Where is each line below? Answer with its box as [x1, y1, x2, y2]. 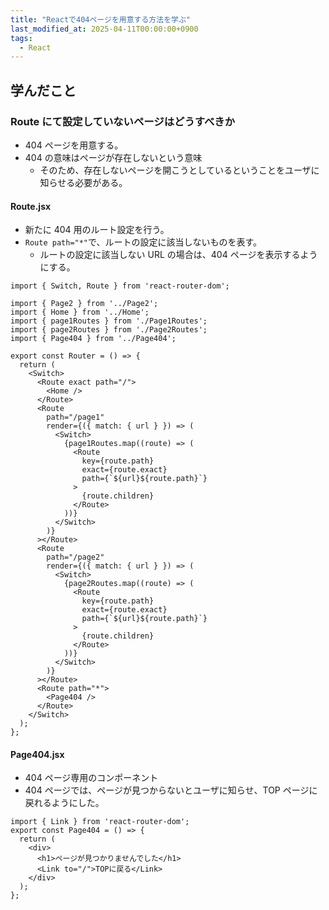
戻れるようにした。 [24, 797, 105, 809]
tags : [10, 33, 33, 43]
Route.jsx [10, 200, 52, 212]
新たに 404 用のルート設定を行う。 [24, 224, 170, 236]
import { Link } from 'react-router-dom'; [10, 817, 190, 827]
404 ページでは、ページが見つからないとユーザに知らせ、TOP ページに [24, 784, 318, 796]
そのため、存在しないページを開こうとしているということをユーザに [39, 164, 320, 176]
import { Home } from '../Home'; [10, 307, 150, 318]
